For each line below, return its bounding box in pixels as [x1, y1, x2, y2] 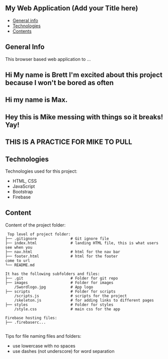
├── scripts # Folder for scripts [5, 289, 116, 294]
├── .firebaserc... [5, 320, 46, 325]
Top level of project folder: [7, 232, 71, 237]
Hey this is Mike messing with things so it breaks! [5, 113, 163, 121]
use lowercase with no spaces [12, 342, 75, 349]
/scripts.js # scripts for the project [14, 293, 127, 299]
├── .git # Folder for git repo [5, 275, 118, 281]
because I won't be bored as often [5, 79, 114, 87]
